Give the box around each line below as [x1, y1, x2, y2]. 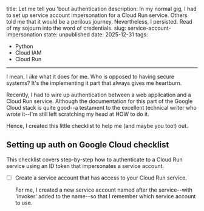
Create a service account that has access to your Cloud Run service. [15, 174, 187, 181]
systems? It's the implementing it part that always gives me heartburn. [6, 79, 182, 87]
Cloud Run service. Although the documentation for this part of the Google [6, 98, 193, 105]
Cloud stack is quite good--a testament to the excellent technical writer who [6, 104, 197, 111]
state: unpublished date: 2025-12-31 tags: [43, 31, 148, 38]
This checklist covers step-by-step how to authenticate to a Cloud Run [6, 156, 183, 163]
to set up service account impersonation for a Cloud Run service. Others [6, 12, 188, 19]
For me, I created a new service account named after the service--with [15, 186, 193, 193]
